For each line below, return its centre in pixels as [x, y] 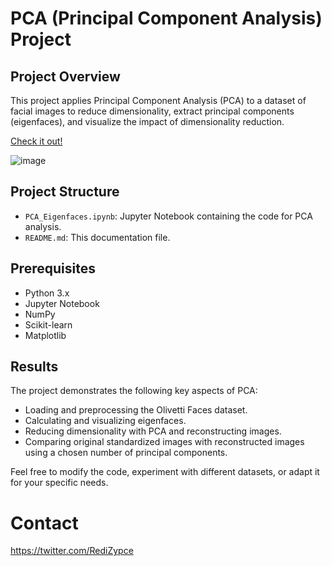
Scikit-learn [48, 324]
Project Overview [65, 76]
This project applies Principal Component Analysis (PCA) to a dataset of [158, 100]
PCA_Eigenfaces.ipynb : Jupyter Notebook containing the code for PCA [168, 216]
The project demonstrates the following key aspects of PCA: [134, 391]
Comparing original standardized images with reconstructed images [164, 442]
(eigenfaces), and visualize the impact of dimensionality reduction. [147, 121]
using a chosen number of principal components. [126, 453]
